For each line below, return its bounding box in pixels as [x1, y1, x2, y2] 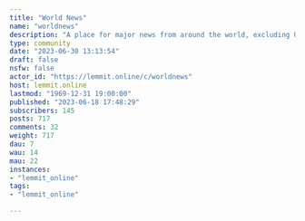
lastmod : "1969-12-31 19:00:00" [9, 89, 132, 98]
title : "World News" [9, 13, 88, 23]
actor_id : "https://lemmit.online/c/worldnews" [9, 72, 193, 82]
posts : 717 [9, 114, 51, 123]
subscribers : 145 [9, 106, 75, 115]
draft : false [9, 55, 59, 64]
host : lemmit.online [9, 81, 88, 90]
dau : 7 [9, 139, 34, 149]
